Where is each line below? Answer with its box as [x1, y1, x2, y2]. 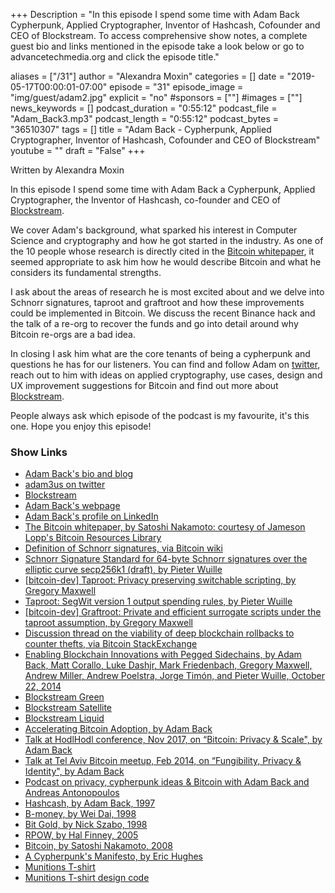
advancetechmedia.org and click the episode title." [10, 51, 220, 63]
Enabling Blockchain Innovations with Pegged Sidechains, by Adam [24, 649, 302, 661]
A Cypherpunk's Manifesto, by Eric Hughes [24, 850, 203, 863]
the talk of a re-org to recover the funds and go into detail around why [10, 318, 299, 329]
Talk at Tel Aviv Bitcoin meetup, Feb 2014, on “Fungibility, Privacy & [24, 755, 302, 767]
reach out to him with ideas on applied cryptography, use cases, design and [10, 369, 323, 381]
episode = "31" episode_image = [109, 81, 244, 93]
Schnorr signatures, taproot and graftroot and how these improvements [10, 297, 305, 308]
